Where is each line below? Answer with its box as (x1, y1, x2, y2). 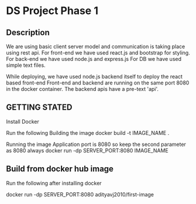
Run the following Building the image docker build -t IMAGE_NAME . (6, 129, 170, 136)
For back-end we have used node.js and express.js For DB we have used (6, 56, 182, 62)
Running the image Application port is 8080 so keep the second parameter (6, 141, 186, 148)
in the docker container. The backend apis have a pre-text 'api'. (6, 86, 159, 92)
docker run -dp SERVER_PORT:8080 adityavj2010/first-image (6, 191, 154, 198)
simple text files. (6, 62, 46, 69)
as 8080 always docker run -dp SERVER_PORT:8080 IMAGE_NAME (6, 147, 169, 154)
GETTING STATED (6, 103, 73, 113)
